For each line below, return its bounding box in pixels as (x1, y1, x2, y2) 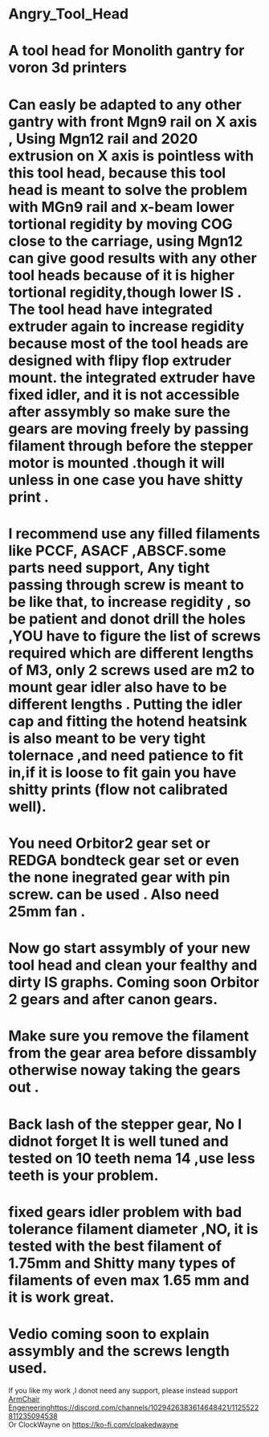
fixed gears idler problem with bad (8, 1203, 243, 1221)
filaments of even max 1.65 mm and (8, 1271, 250, 1289)
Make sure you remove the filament (8, 1027, 249, 1045)
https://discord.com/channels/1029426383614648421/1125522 (50, 1402, 259, 1412)
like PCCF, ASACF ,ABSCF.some (8, 541, 226, 560)
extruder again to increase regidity (8, 317, 245, 336)
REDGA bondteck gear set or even (8, 851, 239, 869)
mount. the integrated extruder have (8, 368, 255, 386)
